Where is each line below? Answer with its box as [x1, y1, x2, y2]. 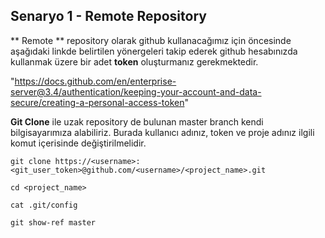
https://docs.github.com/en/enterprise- [14, 75, 177, 87]
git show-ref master [10, 217, 97, 228]
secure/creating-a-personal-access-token [10, 96, 185, 108]
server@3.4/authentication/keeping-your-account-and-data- [10, 85, 262, 98]
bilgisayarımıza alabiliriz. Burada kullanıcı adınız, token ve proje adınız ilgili [10, 126, 315, 138]
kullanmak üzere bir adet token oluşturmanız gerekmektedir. [10, 55, 259, 68]
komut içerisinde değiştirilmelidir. [10, 137, 147, 149]
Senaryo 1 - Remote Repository [10, 8, 207, 25]
